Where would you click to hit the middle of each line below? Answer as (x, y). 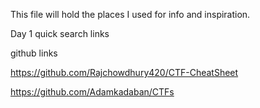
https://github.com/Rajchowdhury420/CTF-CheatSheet (124, 72)
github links (34, 53)
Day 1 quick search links (60, 33)
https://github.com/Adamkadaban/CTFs (92, 92)
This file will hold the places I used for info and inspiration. (130, 14)
